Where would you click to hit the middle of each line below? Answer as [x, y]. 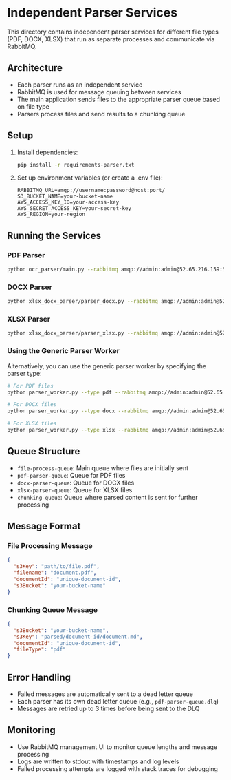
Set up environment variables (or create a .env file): [90, 178]
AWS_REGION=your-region [51, 215]
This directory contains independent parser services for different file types [113, 32]
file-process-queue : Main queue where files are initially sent [103, 468]
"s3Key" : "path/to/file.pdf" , [56, 567]
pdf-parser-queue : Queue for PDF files [71, 475]
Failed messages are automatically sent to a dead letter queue [105, 694]
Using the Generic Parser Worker [64, 351]
